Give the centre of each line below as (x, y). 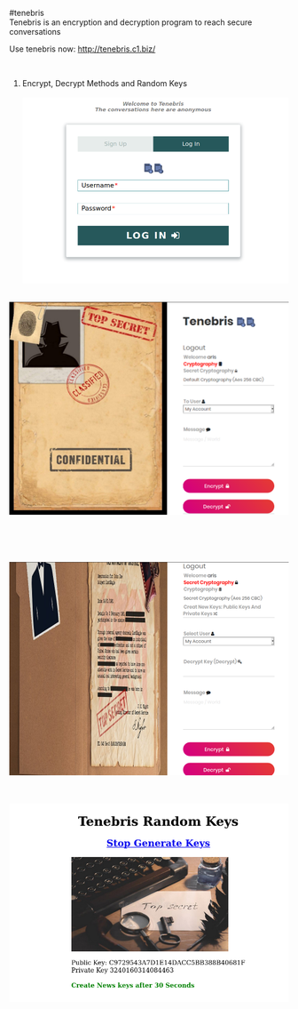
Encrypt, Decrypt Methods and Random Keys (105, 83)
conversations (35, 32)
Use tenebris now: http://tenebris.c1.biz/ (82, 49)
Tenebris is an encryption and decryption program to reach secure (131, 22)
